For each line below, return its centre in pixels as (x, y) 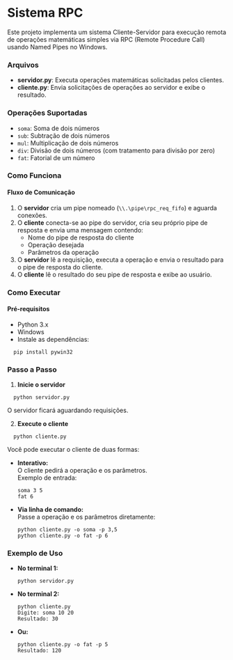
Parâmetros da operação (63, 252)
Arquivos (23, 65)
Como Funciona (34, 175)
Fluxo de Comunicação (41, 192)
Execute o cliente (43, 424)
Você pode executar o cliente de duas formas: (73, 450)
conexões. (32, 215)
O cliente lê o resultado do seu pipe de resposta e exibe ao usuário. (114, 274)
